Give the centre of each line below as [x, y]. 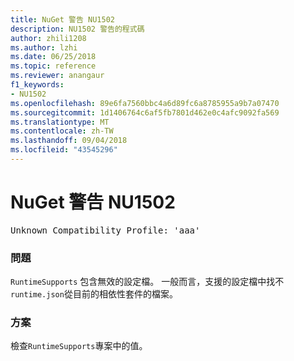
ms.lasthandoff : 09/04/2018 [69, 141]
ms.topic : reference [53, 66]
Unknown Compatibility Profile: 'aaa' [105, 230]
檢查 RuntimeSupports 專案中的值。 [79, 346]
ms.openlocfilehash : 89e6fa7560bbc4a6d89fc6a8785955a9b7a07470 [145, 103]
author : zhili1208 [48, 38]
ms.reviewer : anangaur [57, 76]
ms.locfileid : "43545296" [64, 150]
